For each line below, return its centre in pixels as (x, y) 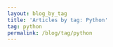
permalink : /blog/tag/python (50, 33)
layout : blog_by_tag (38, 13)
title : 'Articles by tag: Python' (58, 20)
